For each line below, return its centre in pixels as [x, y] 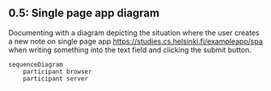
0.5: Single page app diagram [84, 13]
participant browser [57, 72]
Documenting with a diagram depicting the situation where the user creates [134, 32]
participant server [56, 79]
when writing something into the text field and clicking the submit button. [130, 50]
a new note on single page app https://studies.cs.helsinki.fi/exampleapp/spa [135, 41]
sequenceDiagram [36, 64]
